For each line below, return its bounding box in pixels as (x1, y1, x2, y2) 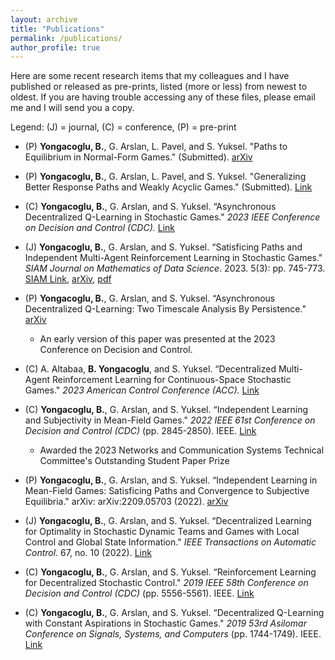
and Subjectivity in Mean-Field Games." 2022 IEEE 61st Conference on (24, 414, 316, 426)
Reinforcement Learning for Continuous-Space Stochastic (51, 374, 292, 386)
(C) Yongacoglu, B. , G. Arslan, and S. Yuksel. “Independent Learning (24, 404, 309, 416)
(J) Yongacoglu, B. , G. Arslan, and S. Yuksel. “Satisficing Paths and (24, 241, 303, 253)
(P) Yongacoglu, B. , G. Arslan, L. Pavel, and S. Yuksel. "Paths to (24, 141, 288, 153)
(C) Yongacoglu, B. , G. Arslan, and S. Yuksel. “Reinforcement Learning (24, 566, 317, 578)
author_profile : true (10, 42, 101, 53)
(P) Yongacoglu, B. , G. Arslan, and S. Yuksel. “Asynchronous (24, 292, 276, 305)
